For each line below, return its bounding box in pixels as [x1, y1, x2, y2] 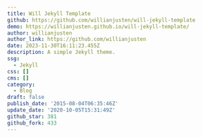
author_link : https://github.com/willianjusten [7, 36, 147, 43]
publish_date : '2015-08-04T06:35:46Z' [7, 100, 119, 107]
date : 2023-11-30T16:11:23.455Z [7, 42, 100, 49]
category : [7, 81, 36, 88]
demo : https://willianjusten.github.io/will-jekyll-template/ [7, 23, 190, 30]
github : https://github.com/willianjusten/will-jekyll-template [7, 17, 196, 24]
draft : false [7, 94, 45, 101]
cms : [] [7, 74, 30, 82]
